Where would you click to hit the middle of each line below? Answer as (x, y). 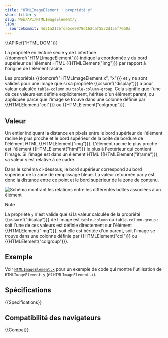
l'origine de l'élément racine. (34, 69)
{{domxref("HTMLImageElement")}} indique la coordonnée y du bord (76, 58)
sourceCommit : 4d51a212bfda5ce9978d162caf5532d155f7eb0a (70, 29)
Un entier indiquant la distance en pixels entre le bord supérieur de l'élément (84, 133)
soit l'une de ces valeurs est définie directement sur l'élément (69, 225)
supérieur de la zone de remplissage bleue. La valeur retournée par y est (80, 174)
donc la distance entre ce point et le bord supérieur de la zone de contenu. (82, 180)
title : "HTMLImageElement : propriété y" (49, 10)
